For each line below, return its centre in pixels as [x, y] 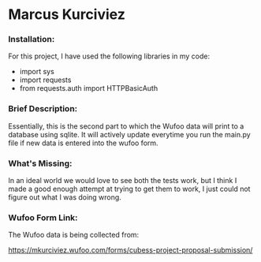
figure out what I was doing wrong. [65, 197]
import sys [37, 72]
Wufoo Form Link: [43, 217]
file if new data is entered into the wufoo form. [84, 143]
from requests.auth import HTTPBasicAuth [89, 88]
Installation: [32, 39]
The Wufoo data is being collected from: [74, 235]
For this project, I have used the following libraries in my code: [109, 56]
